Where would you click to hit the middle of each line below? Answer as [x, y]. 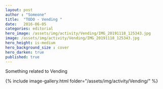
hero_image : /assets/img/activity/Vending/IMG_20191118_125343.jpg [78, 33]
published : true [22, 57]
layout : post [19, 10]
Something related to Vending [36, 71]
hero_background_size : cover [37, 48]
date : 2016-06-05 [26, 24]
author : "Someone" [26, 15]
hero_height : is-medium [30, 43]
